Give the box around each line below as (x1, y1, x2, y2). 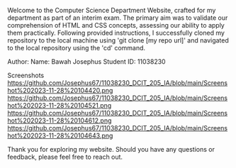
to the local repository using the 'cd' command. (7, 44, 146, 52)
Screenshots (7, 71, 45, 79)
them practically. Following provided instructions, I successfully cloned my (7, 28, 225, 37)
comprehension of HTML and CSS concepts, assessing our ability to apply (7, 21, 225, 29)
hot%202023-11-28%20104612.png (7, 116, 112, 125)
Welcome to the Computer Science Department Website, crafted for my (7, 6, 216, 14)
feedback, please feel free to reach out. (7, 152, 123, 161)
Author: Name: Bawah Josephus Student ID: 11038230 (7, 57, 166, 66)
